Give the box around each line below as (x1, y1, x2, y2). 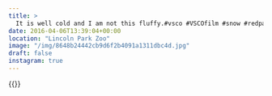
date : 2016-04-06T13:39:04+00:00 (8, 27, 121, 35)
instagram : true (8, 57, 63, 65)
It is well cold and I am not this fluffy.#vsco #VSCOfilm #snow (15, 19, 241, 27)
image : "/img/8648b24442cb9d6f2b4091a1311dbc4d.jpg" (8, 42, 190, 50)
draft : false (8, 49, 53, 57)
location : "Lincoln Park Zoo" (8, 34, 111, 43)
